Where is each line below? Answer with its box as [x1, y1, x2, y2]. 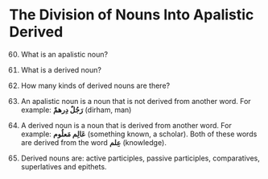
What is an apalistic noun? [20, 49, 108, 59]
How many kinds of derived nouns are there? [20, 81, 171, 90]
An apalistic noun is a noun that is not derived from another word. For [20, 96, 252, 106]
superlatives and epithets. [20, 161, 107, 171]
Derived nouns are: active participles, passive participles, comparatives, [20, 153, 260, 163]
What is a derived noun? [20, 65, 101, 74]
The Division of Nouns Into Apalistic [9, 6, 254, 24]
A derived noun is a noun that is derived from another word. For [20, 120, 232, 130]
